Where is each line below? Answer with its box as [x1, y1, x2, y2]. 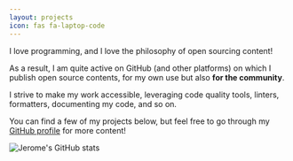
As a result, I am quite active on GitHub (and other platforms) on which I [9, 63, 272, 73]
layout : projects [9, 12, 74, 22]
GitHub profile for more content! [9, 125, 127, 135]
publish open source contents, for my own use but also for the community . [9, 72, 285, 82]
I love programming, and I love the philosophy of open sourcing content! [9, 45, 273, 56]
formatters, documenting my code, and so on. [9, 98, 178, 109]
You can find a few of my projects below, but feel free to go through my [9, 116, 271, 126]
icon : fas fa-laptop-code [9, 21, 105, 30]
